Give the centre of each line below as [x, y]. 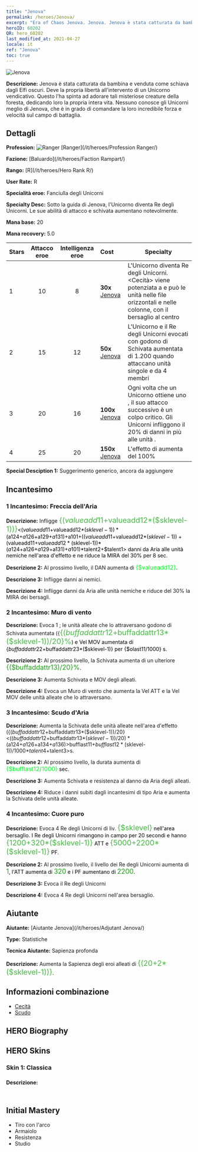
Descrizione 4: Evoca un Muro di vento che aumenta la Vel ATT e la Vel [93, 691]
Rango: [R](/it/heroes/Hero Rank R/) [50, 170]
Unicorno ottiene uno [157, 395]
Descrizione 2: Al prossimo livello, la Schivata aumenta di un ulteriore [91, 661]
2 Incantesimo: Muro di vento [49, 612]
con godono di [148, 341]
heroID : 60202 [24, 28]
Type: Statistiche [27, 939]
